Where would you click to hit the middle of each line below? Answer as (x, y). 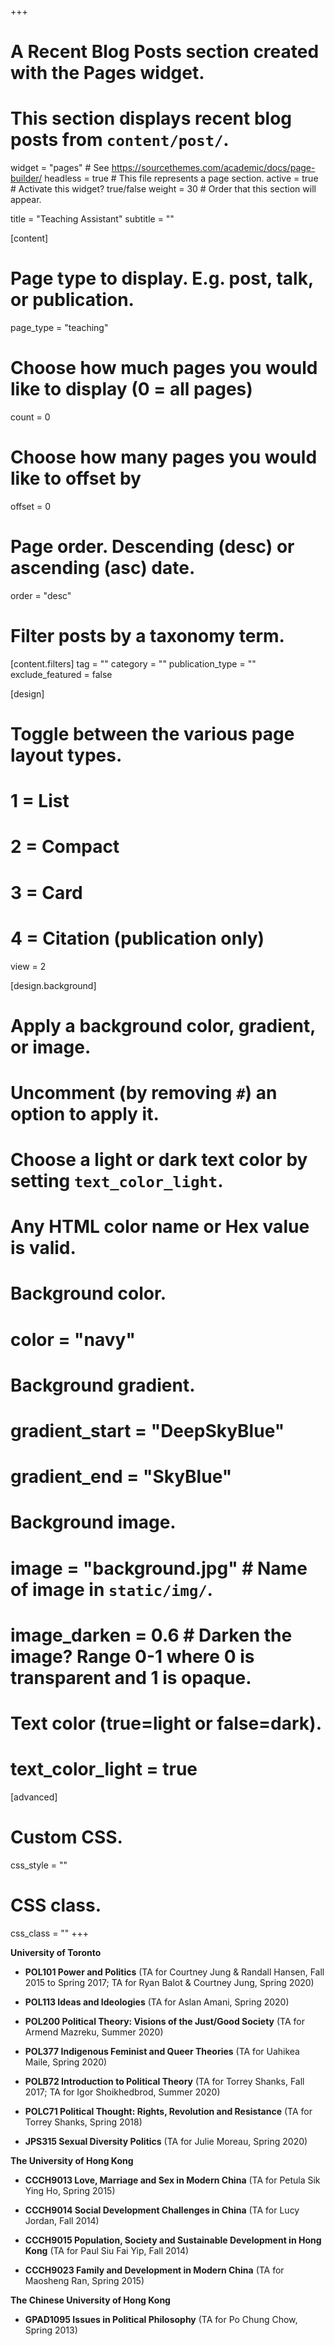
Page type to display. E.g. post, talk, (162, 278)
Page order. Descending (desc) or (152, 547)
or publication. (72, 300)
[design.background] (53, 985)
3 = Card (46, 892)
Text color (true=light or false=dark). (166, 1723)
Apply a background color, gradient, (163, 1025)
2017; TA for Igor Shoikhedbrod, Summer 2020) (122, 2092)
